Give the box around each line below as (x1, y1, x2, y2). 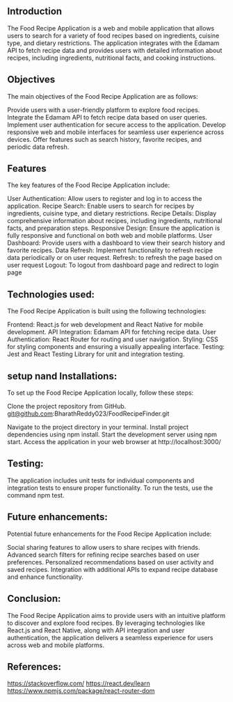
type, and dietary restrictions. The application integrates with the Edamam (7, 38, 220, 47)
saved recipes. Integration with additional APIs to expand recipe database (7, 565, 218, 573)
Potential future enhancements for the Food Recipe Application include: (7, 530, 212, 538)
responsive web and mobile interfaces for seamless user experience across (7, 128, 225, 136)
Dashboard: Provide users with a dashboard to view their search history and (7, 239, 225, 247)
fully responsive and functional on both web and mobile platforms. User (7, 231, 213, 240)
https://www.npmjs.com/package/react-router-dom (7, 687, 155, 695)
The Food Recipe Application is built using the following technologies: (7, 307, 207, 316)
